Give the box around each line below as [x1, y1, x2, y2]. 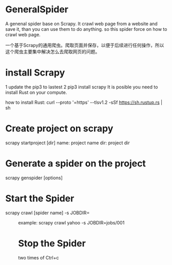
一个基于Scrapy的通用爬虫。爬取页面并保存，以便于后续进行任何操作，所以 [5, 42, 164, 48]
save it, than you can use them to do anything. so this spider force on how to [5, 26, 167, 32]
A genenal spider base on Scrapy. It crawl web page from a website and [5, 21, 158, 27]
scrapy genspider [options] [5, 175, 63, 181]
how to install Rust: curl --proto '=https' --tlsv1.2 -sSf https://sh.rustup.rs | [5, 99, 163, 105]
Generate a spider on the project [5, 158, 146, 169]
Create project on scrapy [5, 123, 113, 135]
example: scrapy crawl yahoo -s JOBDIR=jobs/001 [18, 219, 125, 225]
